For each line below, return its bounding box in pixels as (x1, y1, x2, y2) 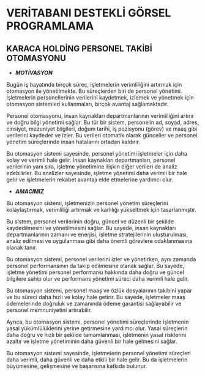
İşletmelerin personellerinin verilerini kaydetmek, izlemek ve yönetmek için (6, 94, 194, 101)
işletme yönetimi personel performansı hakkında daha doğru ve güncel (6, 269, 185, 276)
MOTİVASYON (15, 69, 53, 76)
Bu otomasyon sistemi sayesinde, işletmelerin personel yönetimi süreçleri (6, 350, 191, 356)
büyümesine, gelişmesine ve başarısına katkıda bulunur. (6, 363, 147, 369)
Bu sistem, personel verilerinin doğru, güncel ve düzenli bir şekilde (6, 218, 174, 225)
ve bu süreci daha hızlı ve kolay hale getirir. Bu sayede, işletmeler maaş (6, 294, 185, 300)
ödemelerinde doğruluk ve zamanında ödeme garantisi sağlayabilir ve (6, 300, 182, 307)
